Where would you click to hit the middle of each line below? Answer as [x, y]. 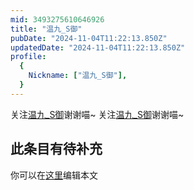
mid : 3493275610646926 [57, 19]
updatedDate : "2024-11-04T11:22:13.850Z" [98, 47]
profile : [28, 57]
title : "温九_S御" [46, 29]
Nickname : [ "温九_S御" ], [78, 76]
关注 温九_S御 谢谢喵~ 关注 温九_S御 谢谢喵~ [97, 114]
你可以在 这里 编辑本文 [54, 175]
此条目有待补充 [56, 149]
